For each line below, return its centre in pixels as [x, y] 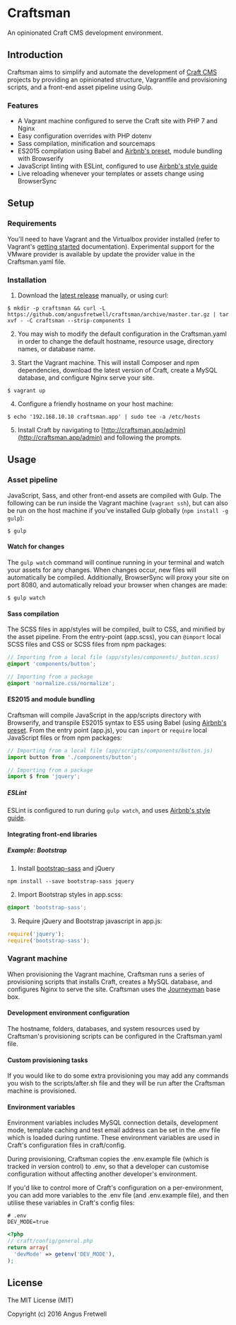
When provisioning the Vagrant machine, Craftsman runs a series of [106, 974]
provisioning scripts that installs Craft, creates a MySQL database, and [110, 981]
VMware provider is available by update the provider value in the [101, 254]
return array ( [28, 1248]
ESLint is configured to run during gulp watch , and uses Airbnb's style [109, 811]
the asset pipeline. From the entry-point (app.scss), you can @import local [114, 637]
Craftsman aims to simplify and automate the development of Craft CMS [112, 72]
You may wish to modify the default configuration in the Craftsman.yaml [122, 334]
